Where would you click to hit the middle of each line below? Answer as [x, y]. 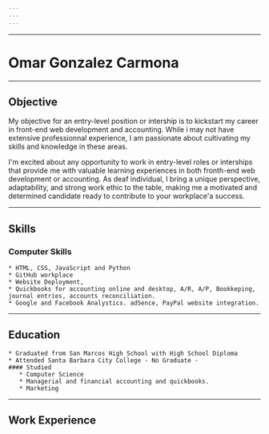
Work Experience [52, 420]
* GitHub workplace [41, 275]
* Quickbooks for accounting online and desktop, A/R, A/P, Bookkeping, [132, 289]
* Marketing [39, 388]
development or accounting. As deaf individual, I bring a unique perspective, [134, 179]
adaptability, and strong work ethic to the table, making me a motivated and [133, 188]
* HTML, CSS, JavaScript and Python [69, 269]
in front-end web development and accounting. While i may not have [121, 129]
